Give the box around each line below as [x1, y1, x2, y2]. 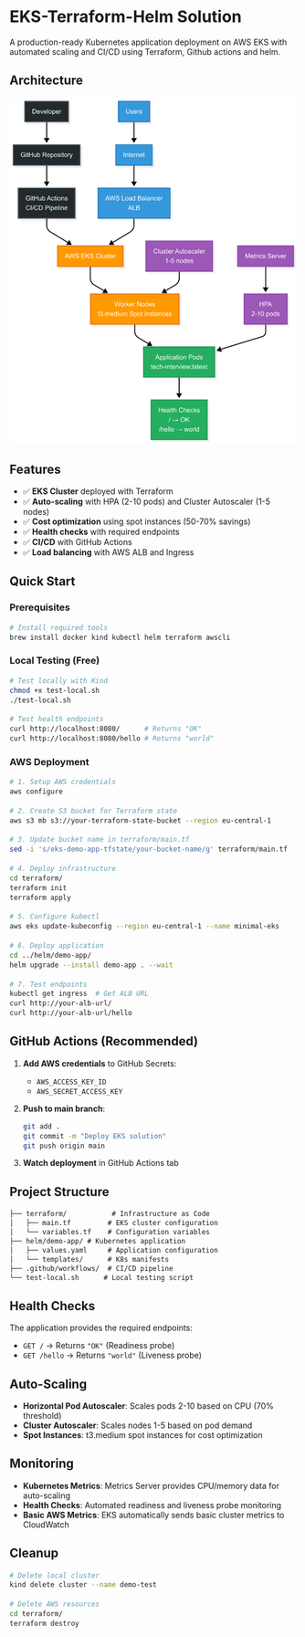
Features [9, 461, 61, 477]
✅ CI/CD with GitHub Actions [22, 537, 132, 548]
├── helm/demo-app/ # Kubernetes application [9, 1237, 185, 1246]
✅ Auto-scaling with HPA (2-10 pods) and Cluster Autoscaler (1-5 [22, 496, 271, 508]
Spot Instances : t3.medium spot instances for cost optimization [22, 1429, 263, 1440]
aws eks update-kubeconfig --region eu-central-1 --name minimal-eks [9, 922, 280, 931]
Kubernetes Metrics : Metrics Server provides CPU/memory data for [22, 1480, 280, 1491]
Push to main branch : [22, 1103, 106, 1114]
